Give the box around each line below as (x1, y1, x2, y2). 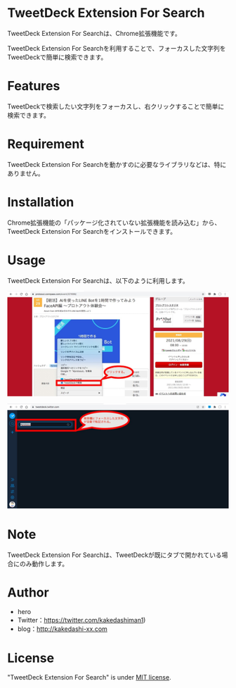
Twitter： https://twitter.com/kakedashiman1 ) (17, 616, 146, 625)
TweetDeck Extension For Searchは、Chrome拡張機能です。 (7, 29, 181, 37)
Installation (7, 194, 74, 210)
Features (7, 78, 60, 94)
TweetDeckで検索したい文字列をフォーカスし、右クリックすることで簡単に (7, 102, 225, 111)
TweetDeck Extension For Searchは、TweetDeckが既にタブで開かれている (7, 551, 223, 559)
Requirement (7, 136, 84, 152)
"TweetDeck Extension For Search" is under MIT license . (7, 673, 171, 682)
